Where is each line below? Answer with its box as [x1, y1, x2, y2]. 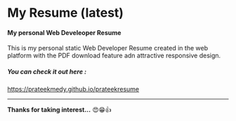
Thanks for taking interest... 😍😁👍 [7, 106, 112, 114]
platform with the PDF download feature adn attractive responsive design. [7, 51, 221, 60]
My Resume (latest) [7, 5, 124, 21]
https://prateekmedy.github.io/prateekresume [7, 85, 140, 94]
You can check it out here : [7, 67, 86, 76]
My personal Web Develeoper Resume [7, 28, 122, 36]
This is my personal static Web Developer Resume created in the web [7, 44, 209, 52]
